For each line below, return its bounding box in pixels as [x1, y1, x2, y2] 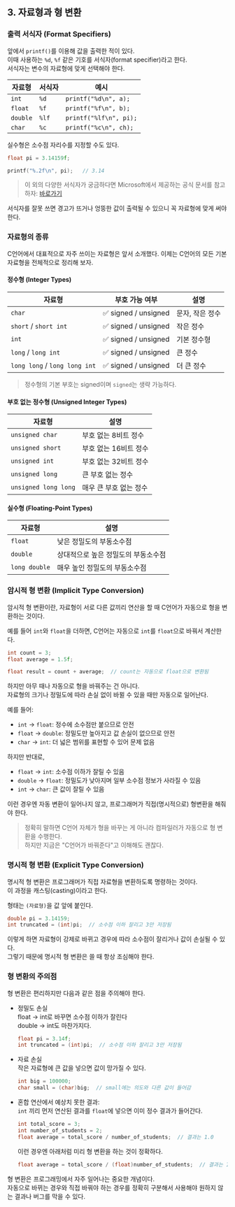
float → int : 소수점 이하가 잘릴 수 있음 [17, 768, 124, 776]
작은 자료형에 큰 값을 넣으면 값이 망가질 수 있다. [17, 1064, 146, 1072]
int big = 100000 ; [17, 1078, 71, 1085]
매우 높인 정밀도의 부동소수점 [57, 563, 147, 573]
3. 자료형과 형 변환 [7, 6, 82, 19]
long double [10, 564, 51, 571]
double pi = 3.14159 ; [7, 915, 71, 922]
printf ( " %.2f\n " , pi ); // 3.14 [7, 167, 105, 174]
